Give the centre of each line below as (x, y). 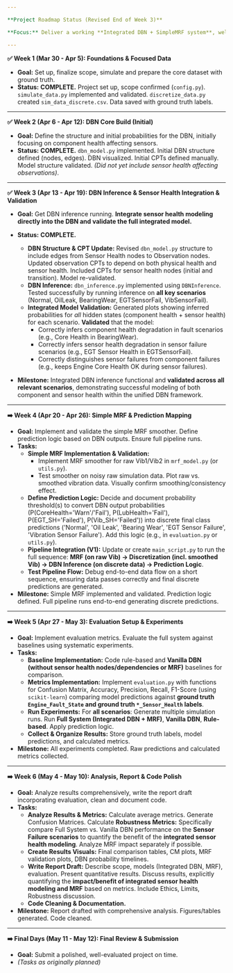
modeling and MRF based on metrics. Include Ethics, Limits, (113, 888)
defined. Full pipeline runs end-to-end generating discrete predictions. (118, 601)
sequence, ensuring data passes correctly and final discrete (113, 579)
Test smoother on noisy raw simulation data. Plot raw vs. (119, 475)
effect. (47, 490)
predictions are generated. (66, 586)
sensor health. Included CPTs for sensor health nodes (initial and (120, 270)
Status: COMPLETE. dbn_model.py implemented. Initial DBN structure (116, 150)
